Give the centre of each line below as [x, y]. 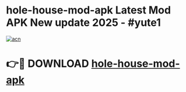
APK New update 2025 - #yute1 [84, 23]
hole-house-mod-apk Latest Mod [88, 10]
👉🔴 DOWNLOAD [48, 64]
